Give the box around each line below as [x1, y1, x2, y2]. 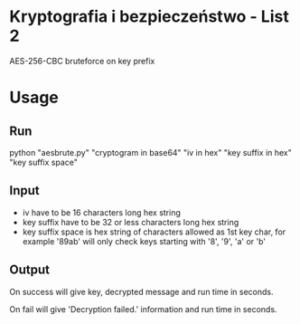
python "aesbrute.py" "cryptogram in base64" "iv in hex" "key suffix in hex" [9, 147, 292, 157]
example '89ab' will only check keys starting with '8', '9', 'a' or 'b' [22, 235, 267, 246]
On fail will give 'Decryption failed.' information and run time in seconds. [9, 303, 277, 314]
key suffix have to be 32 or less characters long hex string [22, 216, 239, 227]
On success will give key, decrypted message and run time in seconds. [9, 286, 274, 297]
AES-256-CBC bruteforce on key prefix [9, 55, 155, 66]
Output [9, 262, 50, 278]
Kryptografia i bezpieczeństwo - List [9, 6, 289, 27]
